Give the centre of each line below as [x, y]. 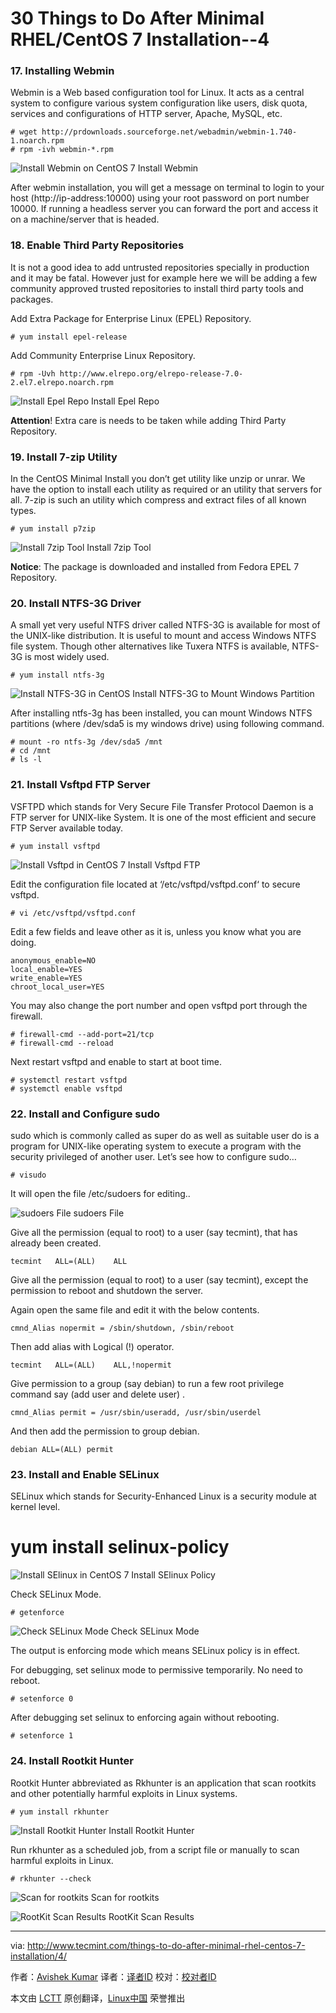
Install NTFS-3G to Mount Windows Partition [223, 694]
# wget [24, 132]
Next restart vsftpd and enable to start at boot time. [116, 1061]
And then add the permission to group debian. [105, 1431]
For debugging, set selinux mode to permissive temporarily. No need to [156, 1670]
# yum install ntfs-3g [57, 675]
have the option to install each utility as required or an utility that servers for [166, 489]
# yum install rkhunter [60, 1812]
